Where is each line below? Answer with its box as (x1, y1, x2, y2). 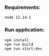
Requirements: (4, 4, 41, 11)
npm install (4, 37, 29, 43)
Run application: (4, 27, 45, 33)
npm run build (4, 42, 34, 47)
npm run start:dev (4, 46, 42, 51)
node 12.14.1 (4, 15, 31, 20)
